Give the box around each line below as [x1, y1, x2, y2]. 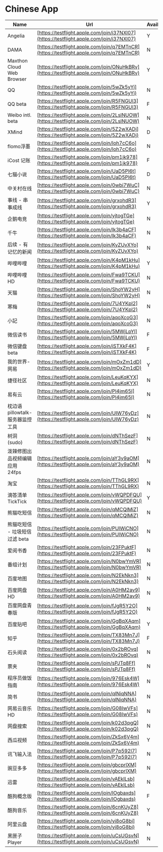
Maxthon [7, 57, 28, 64]
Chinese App [5, 3, 59, 15]
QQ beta [7, 100, 27, 107]
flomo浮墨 [7, 143, 31, 150]
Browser [7, 76, 27, 82]
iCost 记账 [7, 157, 31, 164]
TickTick [7, 498, 27, 505]
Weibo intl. [7, 111, 32, 118]
